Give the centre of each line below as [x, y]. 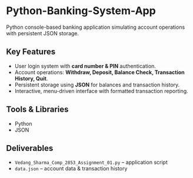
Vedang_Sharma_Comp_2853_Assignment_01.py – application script [91, 162]
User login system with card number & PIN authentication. [85, 66]
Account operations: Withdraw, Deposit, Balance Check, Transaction [100, 72]
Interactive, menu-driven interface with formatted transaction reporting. [101, 91]
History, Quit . [31, 78]
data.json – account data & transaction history [71, 169]
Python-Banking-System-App [81, 11]
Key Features [31, 52]
